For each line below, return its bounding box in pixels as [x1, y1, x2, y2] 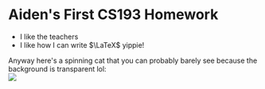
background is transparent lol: [8, 64, 107, 73]
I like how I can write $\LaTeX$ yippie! [19, 40, 145, 49]
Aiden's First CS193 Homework [8, 6, 219, 24]
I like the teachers [19, 32, 79, 41]
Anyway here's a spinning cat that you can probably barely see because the [8, 56, 258, 65]
